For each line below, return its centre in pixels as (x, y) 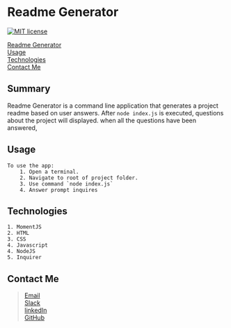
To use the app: (31, 165)
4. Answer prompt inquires (59, 190)
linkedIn (35, 311)
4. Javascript (28, 245)
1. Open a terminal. (49, 172)
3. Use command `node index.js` (66, 184)
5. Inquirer (24, 258)
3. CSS (17, 239)
